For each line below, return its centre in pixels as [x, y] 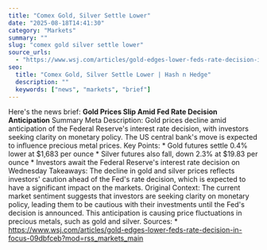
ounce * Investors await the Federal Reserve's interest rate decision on [124, 163]
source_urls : [30, 52]
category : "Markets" [43, 30]
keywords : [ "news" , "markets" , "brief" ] [83, 89]
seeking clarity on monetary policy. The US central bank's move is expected [133, 137]
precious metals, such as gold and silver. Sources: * [93, 221]
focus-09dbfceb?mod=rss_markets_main [76, 238]
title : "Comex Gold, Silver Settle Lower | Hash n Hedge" [114, 75]
